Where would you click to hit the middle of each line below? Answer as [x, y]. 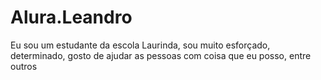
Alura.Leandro [71, 17]
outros [24, 66]
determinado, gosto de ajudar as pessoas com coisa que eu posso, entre [161, 55]
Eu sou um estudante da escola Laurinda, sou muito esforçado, [140, 45]
